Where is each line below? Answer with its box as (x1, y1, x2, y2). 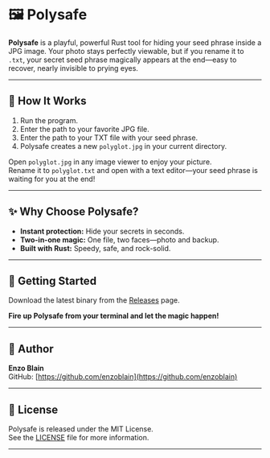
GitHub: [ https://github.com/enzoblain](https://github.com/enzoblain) (8, 372, 238, 382)
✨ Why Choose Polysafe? (8, 205, 139, 219)
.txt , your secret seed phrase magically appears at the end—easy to (8, 55, 237, 64)
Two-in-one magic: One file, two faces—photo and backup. (19, 234, 219, 245)
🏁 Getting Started (8, 274, 97, 287)
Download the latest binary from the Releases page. (8, 295, 180, 305)
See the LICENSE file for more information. (8, 433, 149, 442)
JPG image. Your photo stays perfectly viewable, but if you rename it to (8, 46, 244, 56)
